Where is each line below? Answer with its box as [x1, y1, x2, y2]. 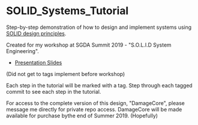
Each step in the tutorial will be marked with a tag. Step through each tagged [6, 81, 193, 89]
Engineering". [6, 47, 40, 54]
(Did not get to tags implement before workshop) [6, 70, 125, 77]
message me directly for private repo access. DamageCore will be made [6, 106, 182, 113]
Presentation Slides [14, 59, 62, 66]
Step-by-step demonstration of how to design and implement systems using [6, 24, 192, 31]
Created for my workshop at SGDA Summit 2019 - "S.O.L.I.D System [6, 41, 171, 48]
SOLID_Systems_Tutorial [6, 4, 129, 18]
